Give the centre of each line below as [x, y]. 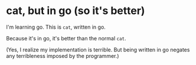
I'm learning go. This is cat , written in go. [56, 27]
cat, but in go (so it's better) [76, 11]
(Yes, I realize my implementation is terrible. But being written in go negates [98, 49]
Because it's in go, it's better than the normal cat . [66, 38]
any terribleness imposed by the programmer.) [63, 56]
